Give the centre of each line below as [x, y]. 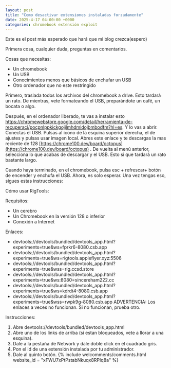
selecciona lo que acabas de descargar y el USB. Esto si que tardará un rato [86, 154]
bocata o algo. [21, 107]
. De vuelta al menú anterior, [120, 149]
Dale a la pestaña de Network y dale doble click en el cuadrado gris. [85, 344]
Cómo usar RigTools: [27, 191]
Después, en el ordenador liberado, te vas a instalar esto [65, 116]
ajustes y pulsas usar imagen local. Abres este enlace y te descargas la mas [86, 138]
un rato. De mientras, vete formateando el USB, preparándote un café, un [83, 101]
